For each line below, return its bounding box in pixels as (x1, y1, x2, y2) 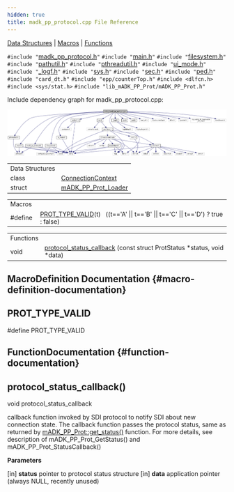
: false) (40, 217, 61, 226)
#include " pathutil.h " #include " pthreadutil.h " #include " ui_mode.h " (7, 59, 207, 68)
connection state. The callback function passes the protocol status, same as (7, 420, 226, 429)
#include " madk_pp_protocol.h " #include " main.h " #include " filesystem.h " (7, 52, 226, 61)
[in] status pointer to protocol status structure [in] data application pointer (7, 470, 221, 478)
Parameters (7, 456, 42, 465)
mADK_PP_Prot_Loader (61, 183, 128, 192)
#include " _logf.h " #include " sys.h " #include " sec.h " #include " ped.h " (7, 67, 217, 75)
